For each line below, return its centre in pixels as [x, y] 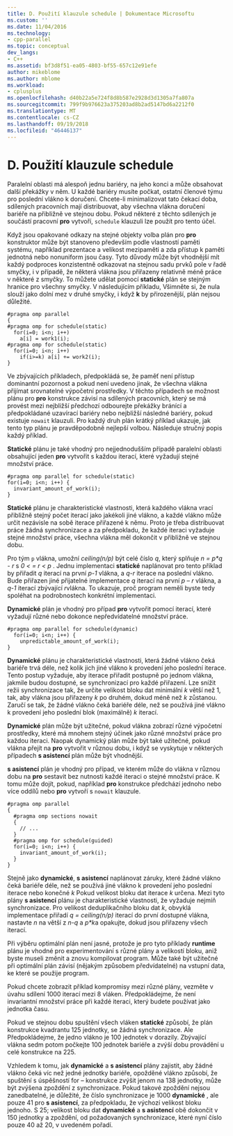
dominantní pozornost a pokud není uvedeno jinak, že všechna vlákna [107, 384]
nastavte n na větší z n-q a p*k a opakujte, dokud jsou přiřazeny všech [107, 922]
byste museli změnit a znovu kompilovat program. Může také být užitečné [113, 958]
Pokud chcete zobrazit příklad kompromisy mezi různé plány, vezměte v [110, 987]
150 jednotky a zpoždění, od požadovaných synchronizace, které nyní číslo [115, 1118]
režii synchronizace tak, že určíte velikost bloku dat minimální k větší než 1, [114, 690]
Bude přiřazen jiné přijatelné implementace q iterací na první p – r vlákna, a [114, 581]
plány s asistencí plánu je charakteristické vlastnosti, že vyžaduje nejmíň [112, 900]
